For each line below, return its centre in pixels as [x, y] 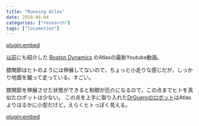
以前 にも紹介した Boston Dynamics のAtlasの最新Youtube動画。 [84, 58]
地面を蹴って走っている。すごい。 [53, 77]
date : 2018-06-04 [28, 17]
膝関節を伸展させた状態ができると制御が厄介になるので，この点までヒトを [97, 90]
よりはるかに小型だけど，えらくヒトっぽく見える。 [68, 105]
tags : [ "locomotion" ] [33, 28]
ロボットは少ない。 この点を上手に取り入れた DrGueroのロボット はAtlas [104, 97]
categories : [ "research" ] [38, 23]
